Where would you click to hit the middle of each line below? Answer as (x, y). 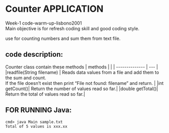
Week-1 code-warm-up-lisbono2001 (44, 23)
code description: (34, 54)
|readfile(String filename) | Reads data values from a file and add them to (82, 72)
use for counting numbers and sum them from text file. (63, 38)
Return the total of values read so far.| (45, 94)
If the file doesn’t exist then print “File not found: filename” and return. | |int (84, 83)
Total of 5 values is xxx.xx (36, 126)
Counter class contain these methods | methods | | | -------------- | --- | (82, 66)
